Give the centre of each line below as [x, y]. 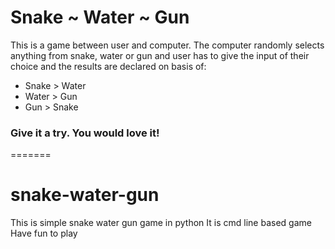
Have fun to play [44, 233]
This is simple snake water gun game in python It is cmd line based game [161, 223]
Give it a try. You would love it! [85, 133]
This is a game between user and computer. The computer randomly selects [167, 45]
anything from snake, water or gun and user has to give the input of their [160, 55]
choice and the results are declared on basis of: [108, 66]
